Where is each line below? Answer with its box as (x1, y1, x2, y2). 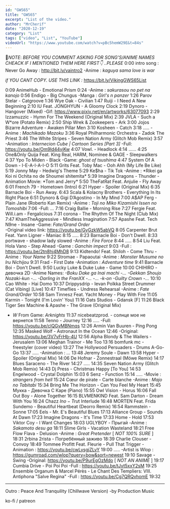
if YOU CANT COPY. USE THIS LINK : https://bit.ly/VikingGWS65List (5, 77, 147, 83)
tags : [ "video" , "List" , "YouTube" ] (5, 36, 82, 41)
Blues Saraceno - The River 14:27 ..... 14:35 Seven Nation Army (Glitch (12, 360, 159, 366)
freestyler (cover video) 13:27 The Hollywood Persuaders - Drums (12, 344, 150, 350)
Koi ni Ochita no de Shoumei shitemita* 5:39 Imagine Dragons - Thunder (5, 173, 156, 179)
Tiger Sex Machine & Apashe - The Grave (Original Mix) (5, 302, 121, 308)
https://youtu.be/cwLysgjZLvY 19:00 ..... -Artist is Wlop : (37, 446, 154, 452)
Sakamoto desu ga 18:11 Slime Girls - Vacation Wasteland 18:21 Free (12, 425, 154, 431)
